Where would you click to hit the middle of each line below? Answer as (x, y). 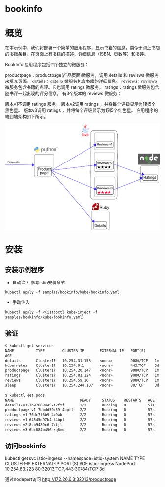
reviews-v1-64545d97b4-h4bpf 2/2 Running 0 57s (80, 420)
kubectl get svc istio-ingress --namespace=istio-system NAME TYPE (75, 458)
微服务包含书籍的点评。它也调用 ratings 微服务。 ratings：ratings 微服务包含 (82, 87)
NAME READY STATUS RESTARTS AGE (80, 400)
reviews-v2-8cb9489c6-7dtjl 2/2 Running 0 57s (80, 425)
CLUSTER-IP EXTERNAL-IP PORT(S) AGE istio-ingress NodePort (70, 463)
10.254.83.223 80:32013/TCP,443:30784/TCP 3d (55, 469)
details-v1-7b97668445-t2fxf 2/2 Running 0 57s (80, 405)
